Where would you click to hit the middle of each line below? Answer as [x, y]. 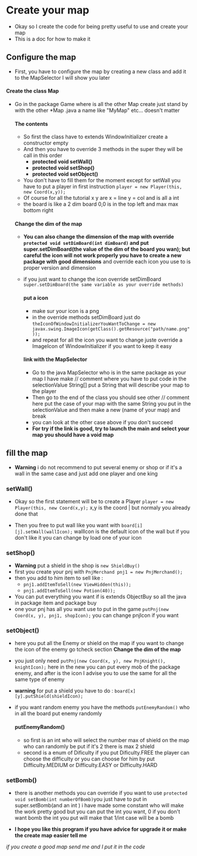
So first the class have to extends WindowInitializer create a [96, 137]
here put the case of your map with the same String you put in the [111, 403]
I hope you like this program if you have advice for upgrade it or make [101, 829]
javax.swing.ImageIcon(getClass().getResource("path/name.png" [111, 329]
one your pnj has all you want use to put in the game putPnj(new [91, 609]
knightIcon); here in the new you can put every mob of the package [97, 667]
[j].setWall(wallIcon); [44, 532]
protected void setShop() [63, 168]
